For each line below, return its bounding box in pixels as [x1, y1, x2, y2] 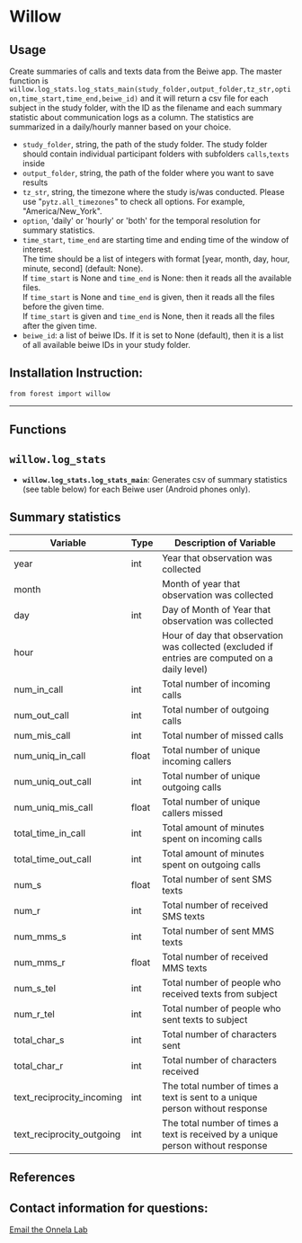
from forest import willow [9, 389, 111, 398]
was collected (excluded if [161, 640, 274, 653]
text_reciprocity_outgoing [13, 1128, 121, 1141]
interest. [22, 244, 54, 254]
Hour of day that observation [161, 629, 284, 642]
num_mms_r [13, 955, 66, 968]
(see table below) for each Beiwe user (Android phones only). [22, 484, 251, 495]
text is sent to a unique [161, 1090, 258, 1103]
